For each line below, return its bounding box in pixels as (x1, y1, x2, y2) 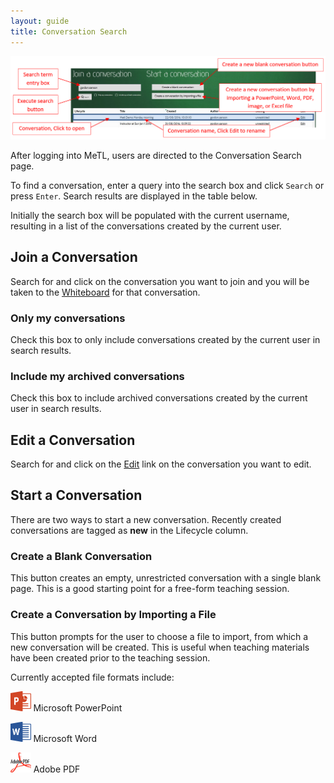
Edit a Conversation (10, 431, 136, 449)
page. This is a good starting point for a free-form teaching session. (10, 583, 290, 595)
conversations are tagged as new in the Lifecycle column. (10, 524, 249, 536)
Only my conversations (10, 311, 126, 325)
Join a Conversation (10, 249, 138, 266)
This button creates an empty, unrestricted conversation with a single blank (10, 572, 322, 584)
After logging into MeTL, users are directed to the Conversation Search (10, 149, 302, 161)
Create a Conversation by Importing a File (10, 608, 217, 622)
